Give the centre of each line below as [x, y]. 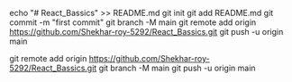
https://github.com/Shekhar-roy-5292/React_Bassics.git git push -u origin [146, 32]
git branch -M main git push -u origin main [177, 68]
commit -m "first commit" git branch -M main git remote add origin [133, 22]
